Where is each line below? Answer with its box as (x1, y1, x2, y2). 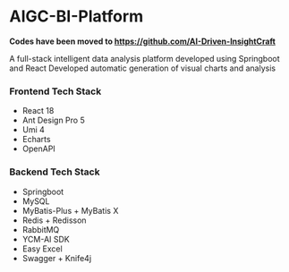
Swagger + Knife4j (21, 252, 92, 263)
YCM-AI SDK (21, 234, 70, 244)
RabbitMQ (21, 224, 60, 234)
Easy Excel (21, 243, 63, 254)
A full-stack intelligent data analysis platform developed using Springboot (9, 53, 280, 64)
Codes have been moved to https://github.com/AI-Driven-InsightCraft (9, 36, 276, 47)
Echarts (21, 134, 51, 145)
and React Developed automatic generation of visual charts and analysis (9, 63, 276, 73)
